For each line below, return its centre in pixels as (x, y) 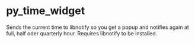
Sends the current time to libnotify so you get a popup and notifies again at (98, 27)
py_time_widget (46, 11)
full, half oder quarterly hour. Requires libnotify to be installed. (82, 33)
